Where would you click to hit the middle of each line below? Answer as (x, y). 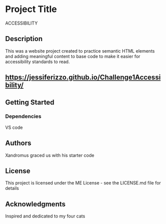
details (12, 188)
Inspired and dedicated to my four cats (45, 216)
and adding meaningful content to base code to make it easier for (73, 56)
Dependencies (23, 116)
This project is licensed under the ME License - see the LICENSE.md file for (83, 183)
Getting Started (30, 102)
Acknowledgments (36, 204)
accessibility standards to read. (38, 62)
